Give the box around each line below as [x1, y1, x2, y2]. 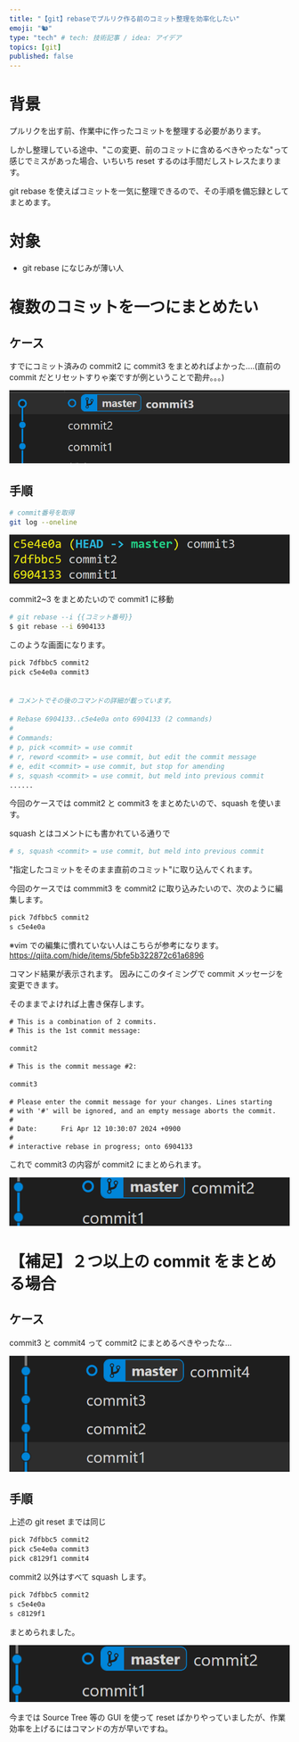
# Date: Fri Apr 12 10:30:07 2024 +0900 [9, 1125, 181, 1134]
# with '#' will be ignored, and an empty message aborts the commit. [9, 1107, 277, 1116]
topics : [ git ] [9, 43, 62, 52]
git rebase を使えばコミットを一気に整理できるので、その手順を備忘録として [9, 186, 289, 196]
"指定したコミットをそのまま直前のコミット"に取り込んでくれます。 [9, 864, 257, 875]
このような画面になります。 [9, 640, 110, 650]
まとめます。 [9, 197, 56, 208]
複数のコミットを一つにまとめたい [9, 297, 260, 318]
